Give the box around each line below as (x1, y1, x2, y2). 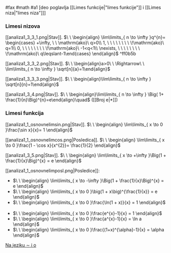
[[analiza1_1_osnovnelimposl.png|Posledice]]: (5, 167, 100, 173)
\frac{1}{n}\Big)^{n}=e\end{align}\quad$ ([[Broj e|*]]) (5, 97, 118, 103)
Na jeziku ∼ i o (5, 242, 37, 248)
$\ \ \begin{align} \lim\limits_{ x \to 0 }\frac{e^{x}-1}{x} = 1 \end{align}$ (12, 210, 162, 216)
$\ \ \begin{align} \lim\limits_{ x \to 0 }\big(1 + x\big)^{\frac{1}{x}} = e (12, 188, 158, 194)
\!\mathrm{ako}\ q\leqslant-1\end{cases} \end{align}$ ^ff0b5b (5, 51, 137, 57)
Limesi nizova (5, 23, 40, 30)
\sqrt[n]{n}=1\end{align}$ (5, 82, 59, 88)
